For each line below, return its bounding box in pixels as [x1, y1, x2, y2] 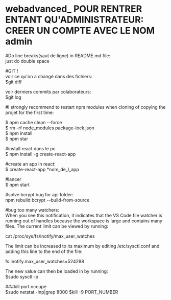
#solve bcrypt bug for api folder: [5, 191, 74, 197]
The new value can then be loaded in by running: [5, 268, 108, 274]
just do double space [5, 58, 50, 64]
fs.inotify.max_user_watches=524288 [5, 258, 84, 264]
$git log [5, 94, 21, 100]
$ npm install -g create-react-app [5, 151, 76, 157]
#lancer [5, 176, 21, 182]
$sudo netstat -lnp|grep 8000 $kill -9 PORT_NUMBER [5, 289, 118, 295]
